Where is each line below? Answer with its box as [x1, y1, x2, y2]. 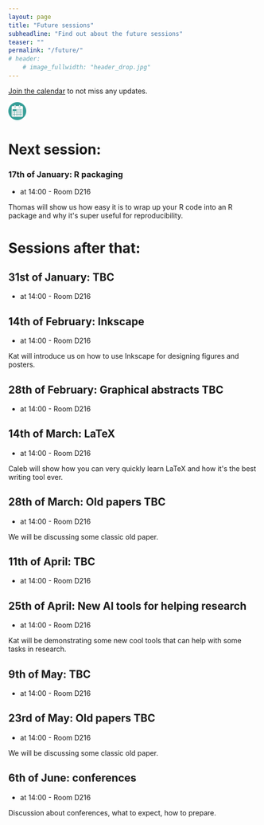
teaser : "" [8, 38, 45, 46]
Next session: [8, 140, 102, 159]
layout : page [8, 13, 52, 21]
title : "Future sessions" [8, 21, 94, 29]
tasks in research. [8, 644, 67, 654]
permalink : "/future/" [8, 46, 83, 55]
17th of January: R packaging [8, 168, 123, 179]
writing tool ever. [8, 472, 64, 481]
